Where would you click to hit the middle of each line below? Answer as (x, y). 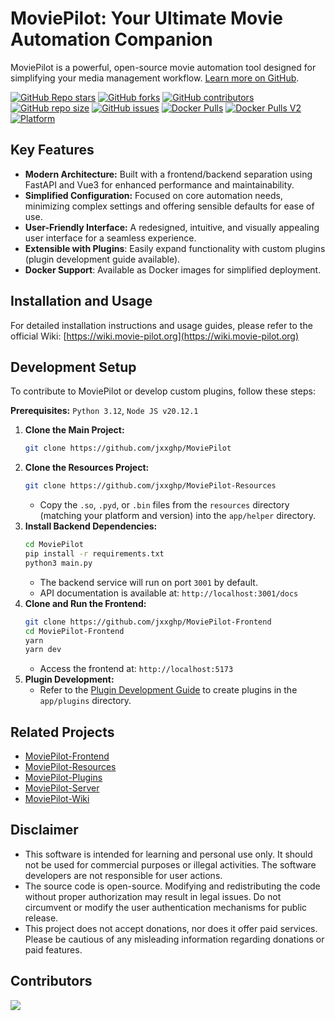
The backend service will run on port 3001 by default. (148, 582)
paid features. (53, 949)
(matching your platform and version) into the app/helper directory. (177, 516)
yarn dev (43, 650)
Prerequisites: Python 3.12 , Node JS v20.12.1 (104, 411)
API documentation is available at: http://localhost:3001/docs (169, 593)
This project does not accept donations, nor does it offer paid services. (171, 928)
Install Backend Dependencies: (91, 526)
